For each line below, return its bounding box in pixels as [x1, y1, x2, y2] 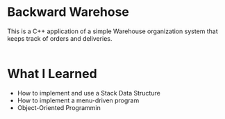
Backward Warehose [7, 4, 130, 20]
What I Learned [7, 66, 97, 82]
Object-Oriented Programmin [17, 103, 101, 111]
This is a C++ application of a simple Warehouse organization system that [7, 27, 219, 35]
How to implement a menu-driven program [17, 96, 140, 104]
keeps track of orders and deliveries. [7, 34, 112, 42]
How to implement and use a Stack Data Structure [17, 89, 161, 97]
